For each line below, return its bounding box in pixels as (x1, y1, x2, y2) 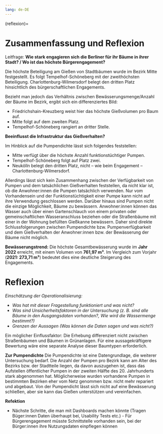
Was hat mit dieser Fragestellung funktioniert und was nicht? (12, 302, 135, 308)
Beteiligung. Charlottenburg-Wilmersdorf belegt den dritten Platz (5, 79, 135, 85)
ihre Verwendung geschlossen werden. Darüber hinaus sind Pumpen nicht (5, 198, 154, 204)
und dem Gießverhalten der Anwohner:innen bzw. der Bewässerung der (5, 229, 149, 235)
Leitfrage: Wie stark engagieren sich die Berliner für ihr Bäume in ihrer (5, 54, 149, 60)
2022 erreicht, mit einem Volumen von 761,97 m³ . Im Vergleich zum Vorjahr (5, 249, 157, 255)
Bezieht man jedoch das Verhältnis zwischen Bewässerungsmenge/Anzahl (5, 93, 155, 99)
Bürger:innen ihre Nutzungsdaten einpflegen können (12, 423, 118, 429)
